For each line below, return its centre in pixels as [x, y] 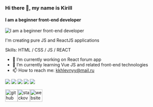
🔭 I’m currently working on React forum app [57, 59]
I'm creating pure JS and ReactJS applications [52, 40]
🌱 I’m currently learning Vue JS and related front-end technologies [80, 65]
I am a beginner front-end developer [43, 20]
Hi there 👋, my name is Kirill [39, 8]
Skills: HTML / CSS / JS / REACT [38, 50]
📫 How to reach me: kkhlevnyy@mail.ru [53, 70]
